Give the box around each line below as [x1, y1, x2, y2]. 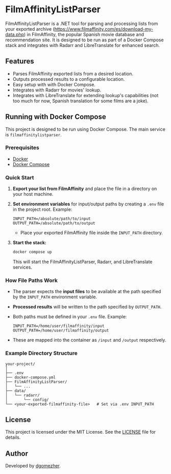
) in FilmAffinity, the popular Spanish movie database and [23, 31, 144, 37]
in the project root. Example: [12, 206, 72, 212]
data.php [5, 31, 25, 37]
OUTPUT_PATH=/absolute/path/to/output [12, 221, 95, 226]
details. [5, 434, 21, 440]
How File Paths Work [5, 277, 58, 284]
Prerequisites [5, 144, 39, 151]
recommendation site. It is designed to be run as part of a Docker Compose [5, 37, 164, 43]
